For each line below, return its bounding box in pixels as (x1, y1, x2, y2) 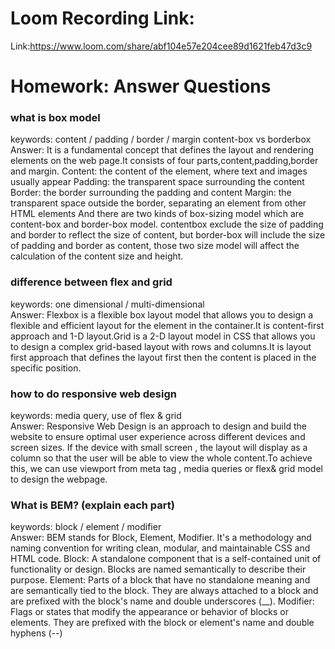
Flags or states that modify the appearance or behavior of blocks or (10, 606, 290, 618)
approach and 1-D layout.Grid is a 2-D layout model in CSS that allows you (10, 330, 316, 342)
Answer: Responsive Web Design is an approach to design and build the (10, 420, 307, 432)
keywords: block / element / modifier (10, 521, 162, 533)
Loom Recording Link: (10, 7, 195, 30)
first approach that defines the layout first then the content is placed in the (10, 351, 317, 363)
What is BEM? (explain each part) (10, 498, 175, 512)
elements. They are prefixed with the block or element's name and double (10, 617, 315, 629)
